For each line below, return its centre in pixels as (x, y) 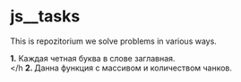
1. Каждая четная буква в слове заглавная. (93, 58)
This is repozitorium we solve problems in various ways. (114, 41)
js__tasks (45, 16)
